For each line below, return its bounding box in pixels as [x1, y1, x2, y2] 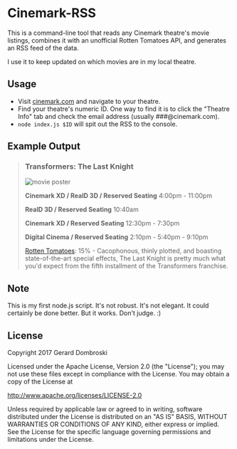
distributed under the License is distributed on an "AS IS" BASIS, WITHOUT [7, 413, 228, 421]
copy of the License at [7, 377, 73, 386]
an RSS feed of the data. [7, 43, 80, 52]
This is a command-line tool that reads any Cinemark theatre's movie [7, 28, 210, 37]
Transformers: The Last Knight [24, 162, 134, 171]
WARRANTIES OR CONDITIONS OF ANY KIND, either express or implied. [7, 420, 219, 428]
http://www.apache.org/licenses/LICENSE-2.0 [7, 391, 142, 400]
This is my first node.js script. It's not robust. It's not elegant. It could [7, 301, 209, 310]
